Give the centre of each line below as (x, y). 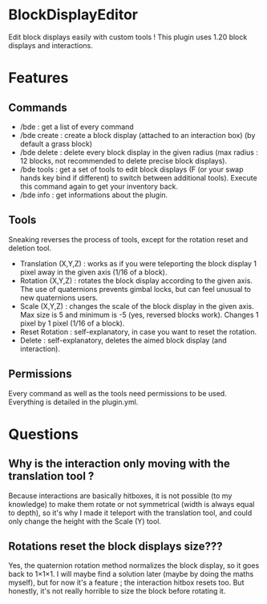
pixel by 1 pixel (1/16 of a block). (72, 323)
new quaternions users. (59, 298)
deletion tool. (30, 248)
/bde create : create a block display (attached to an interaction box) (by (138, 135)
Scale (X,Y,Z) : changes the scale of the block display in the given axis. (137, 306)
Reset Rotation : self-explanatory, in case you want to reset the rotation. (138, 331)
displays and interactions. (51, 45)
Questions (43, 434)
